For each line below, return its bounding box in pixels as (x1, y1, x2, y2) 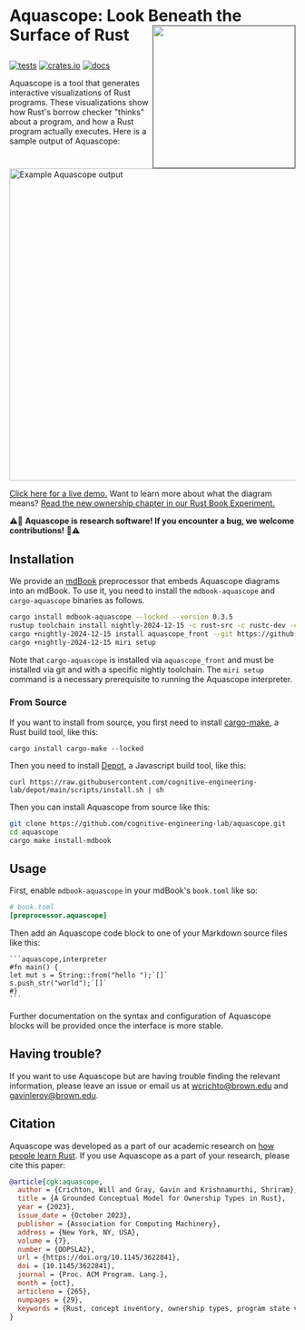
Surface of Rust (9, 25, 130, 45)
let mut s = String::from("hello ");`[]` (9, 970, 169, 979)
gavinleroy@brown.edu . (9, 1089, 99, 1100)
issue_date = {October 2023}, (17, 1211, 132, 1220)
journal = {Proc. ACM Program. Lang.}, (17, 1270, 169, 1279)
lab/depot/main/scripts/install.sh (9, 785, 144, 795)
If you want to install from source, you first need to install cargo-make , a (9, 717, 280, 728)
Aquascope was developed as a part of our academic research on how (9, 1140, 275, 1151)
